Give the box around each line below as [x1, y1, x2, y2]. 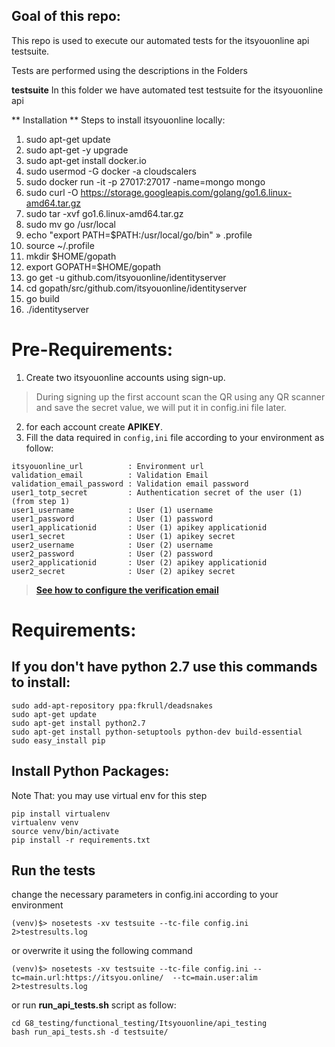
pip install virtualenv [11, 809, 111, 819]
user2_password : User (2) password [11, 549, 214, 559]
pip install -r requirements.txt [11, 835, 151, 845]
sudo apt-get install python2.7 [11, 718, 146, 728]
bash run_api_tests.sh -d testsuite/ [11, 1027, 169, 1038]
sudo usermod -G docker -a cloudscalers [25, 165, 197, 177]
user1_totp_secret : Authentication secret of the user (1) [11, 487, 303, 498]
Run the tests [11, 862, 96, 879]
